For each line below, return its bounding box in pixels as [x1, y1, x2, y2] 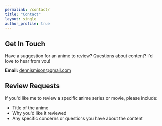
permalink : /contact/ [5, 7, 50, 12]
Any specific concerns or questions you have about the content [12, 115, 143, 121]
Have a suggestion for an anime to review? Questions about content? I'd [5, 53, 153, 59]
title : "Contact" [5, 12, 41, 17]
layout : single [5, 16, 37, 21]
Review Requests [5, 82, 60, 90]
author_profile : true [5, 21, 50, 26]
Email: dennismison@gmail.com [5, 67, 71, 73]
